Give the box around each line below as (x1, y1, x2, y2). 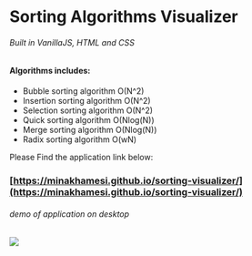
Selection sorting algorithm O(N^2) (22, 105, 153, 116)
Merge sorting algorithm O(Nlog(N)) (22, 125, 157, 135)
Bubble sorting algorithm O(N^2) (22, 86, 145, 97)
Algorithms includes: (9, 66, 91, 77)
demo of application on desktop (9, 208, 130, 220)
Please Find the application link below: (9, 152, 154, 162)
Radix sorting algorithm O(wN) (22, 134, 137, 145)
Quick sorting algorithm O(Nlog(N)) (22, 115, 155, 125)
